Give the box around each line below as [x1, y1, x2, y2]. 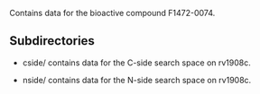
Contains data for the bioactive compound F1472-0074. [9, 8, 216, 18]
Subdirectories [9, 33, 95, 48]
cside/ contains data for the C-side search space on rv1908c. [22, 57, 251, 68]
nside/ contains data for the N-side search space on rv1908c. [22, 74, 252, 85]
